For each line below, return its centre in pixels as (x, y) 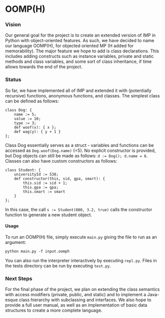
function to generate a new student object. (49, 215)
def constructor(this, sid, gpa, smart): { (60, 179)
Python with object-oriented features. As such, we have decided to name (80, 41)
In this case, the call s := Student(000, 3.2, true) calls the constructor (79, 209)
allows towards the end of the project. (44, 67)
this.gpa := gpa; (41, 187)
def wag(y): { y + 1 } (37, 132)
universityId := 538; (36, 174)
